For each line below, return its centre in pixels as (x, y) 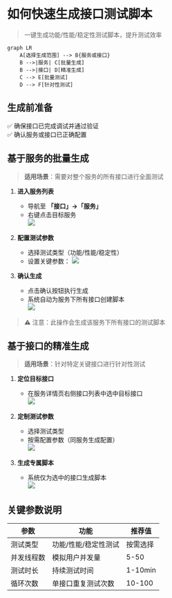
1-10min (141, 570)
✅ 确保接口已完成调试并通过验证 (53, 126)
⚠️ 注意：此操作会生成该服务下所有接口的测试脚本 (95, 322)
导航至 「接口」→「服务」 (65, 206)
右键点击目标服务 (52, 214)
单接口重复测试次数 (84, 583)
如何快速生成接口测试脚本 (80, 14)
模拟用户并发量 (77, 558)
